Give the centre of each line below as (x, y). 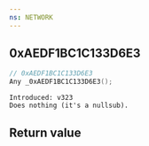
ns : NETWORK (31, 17)
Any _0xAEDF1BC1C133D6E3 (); (61, 82)
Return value (45, 132)
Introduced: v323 (41, 98)
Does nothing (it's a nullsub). (69, 106)
